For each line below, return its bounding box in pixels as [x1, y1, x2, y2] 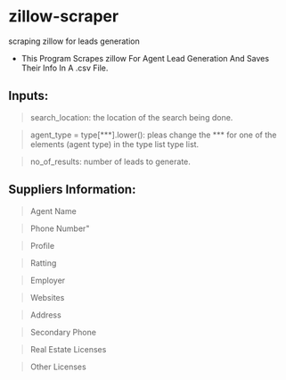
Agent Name [29, 205, 77, 216]
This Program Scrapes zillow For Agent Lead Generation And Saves [20, 53, 269, 63]
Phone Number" [29, 223, 90, 234]
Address [29, 310, 61, 320]
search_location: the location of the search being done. [29, 112, 233, 122]
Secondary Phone [29, 326, 97, 337]
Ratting [29, 257, 57, 268]
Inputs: [8, 88, 49, 103]
